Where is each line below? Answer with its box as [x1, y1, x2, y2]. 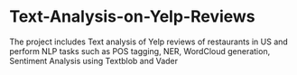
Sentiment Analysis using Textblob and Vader [9, 55, 179, 66]
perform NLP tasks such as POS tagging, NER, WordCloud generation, [9, 45, 271, 56]
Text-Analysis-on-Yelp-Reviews [9, 6, 255, 27]
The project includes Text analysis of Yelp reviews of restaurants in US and [9, 36, 289, 47]
